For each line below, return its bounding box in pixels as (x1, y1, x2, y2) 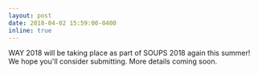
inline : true (8, 26, 52, 34)
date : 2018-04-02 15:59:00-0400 (8, 19, 117, 27)
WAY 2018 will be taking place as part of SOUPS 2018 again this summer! (8, 49, 251, 58)
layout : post (8, 11, 52, 20)
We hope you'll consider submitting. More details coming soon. (8, 56, 218, 66)
